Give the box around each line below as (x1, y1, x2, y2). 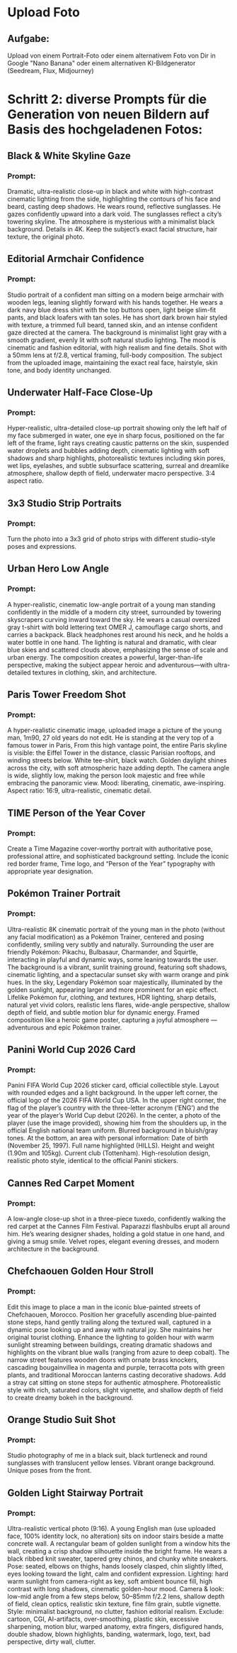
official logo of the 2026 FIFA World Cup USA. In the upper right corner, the (7, 1096, 227, 1105)
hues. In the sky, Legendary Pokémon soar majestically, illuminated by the (7, 978, 223, 986)
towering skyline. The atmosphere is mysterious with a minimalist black (7, 217, 215, 226)
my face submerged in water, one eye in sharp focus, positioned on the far (7, 431, 225, 440)
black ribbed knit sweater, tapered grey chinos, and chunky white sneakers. (7, 1554, 229, 1563)
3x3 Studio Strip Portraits (7, 497, 122, 509)
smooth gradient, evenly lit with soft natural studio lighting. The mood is (7, 335, 216, 344)
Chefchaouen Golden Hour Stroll (7, 1265, 154, 1277)
